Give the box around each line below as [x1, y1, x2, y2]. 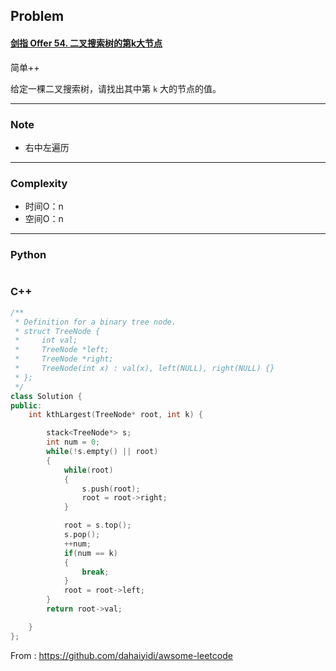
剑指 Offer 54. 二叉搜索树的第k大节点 [10, 37, 163, 49]
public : [10, 400, 43, 411]
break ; [81, 567, 110, 577]
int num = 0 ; [46, 437, 101, 448]
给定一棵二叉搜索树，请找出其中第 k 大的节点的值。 [10, 82, 222, 94]
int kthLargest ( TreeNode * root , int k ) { [28, 410, 203, 420]
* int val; [14, 335, 78, 346]
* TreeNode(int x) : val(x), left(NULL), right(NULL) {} [14, 364, 275, 374]
